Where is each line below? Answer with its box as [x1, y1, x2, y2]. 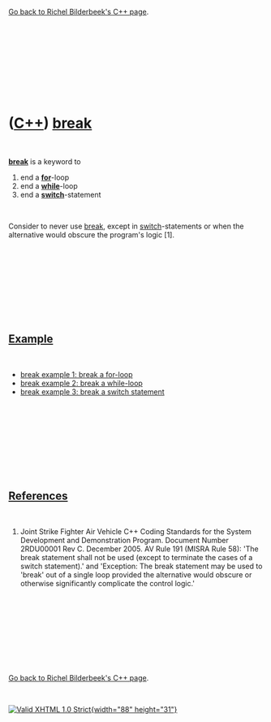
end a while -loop [19, 180, 79, 190]
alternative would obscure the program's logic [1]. [8, 229, 175, 239]
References [8, 489, 68, 503]
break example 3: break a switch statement [19, 386, 165, 397]
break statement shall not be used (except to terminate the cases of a [19, 552, 253, 562]
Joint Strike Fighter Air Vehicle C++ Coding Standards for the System [19, 526, 252, 536]
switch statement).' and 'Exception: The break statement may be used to [19, 561, 263, 571]
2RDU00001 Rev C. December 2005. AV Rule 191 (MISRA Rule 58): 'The [19, 544, 259, 554]
